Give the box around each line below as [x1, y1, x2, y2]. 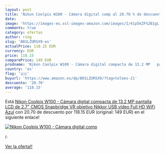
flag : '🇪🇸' [5, 71, 29, 76]
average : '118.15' [5, 85, 43, 90]
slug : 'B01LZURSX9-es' [5, 39, 52, 44]
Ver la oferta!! [5, 143, 33, 149]
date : [5, 16, 16, 21]
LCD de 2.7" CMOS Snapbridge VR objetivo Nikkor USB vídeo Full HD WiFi [5, 104, 156, 110]
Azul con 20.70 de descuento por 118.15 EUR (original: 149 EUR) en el [5, 109, 145, 115]
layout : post [5, 7, 32, 12]
